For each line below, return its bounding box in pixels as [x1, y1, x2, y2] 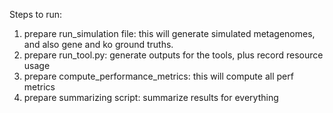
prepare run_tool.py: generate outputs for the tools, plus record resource [23, 49, 324, 61]
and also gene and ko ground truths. [23, 39, 174, 50]
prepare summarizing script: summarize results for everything [23, 92, 279, 103]
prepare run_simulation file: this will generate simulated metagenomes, [23, 28, 316, 39]
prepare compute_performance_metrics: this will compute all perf [23, 70, 294, 82]
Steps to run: [9, 9, 63, 20]
